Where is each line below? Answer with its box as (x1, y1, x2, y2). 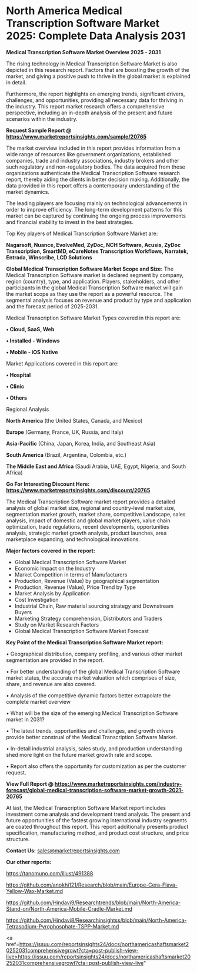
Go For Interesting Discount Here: (6, 480, 90, 487)
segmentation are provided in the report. (6, 656, 104, 664)
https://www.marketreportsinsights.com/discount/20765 (6, 486, 151, 493)
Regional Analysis (6, 406, 49, 413)
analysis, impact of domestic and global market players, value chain (6, 517, 171, 524)
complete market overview (6, 698, 71, 705)
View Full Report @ (6, 780, 54, 788)
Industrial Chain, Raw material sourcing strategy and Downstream (14, 602, 173, 609)
